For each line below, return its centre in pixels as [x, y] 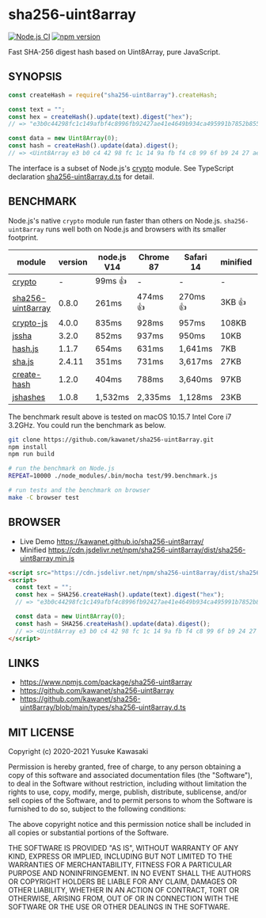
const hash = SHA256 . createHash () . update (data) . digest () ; [113, 623]
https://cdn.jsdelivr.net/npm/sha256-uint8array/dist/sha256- [147, 550]
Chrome [154, 257]
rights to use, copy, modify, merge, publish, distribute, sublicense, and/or [127, 792]
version [73, 261]
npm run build [32, 454]
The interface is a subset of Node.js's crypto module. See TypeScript [121, 168]
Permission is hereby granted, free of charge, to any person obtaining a [125, 767]
